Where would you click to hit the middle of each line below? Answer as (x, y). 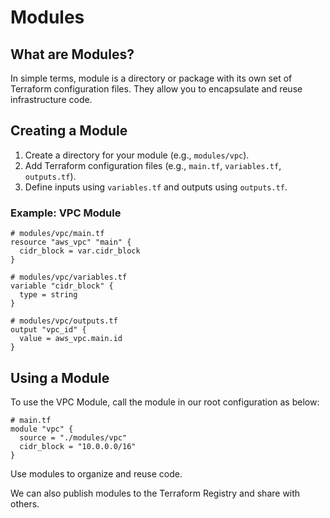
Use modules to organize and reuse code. (96, 473)
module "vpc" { (42, 429)
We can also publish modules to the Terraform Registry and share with (155, 493)
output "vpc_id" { (48, 330)
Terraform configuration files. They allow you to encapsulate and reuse (156, 89)
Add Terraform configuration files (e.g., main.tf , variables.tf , (153, 165)
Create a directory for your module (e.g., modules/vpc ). (137, 155)
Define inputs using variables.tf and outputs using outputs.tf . (156, 187)
